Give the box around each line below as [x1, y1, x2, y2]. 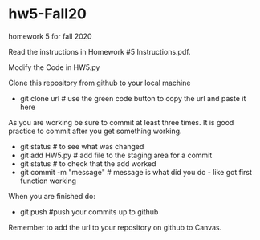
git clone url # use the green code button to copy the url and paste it [19, 93, 246, 103]
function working [19, 176, 77, 185]
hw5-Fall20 [8, 5, 87, 23]
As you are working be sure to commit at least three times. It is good [8, 117, 234, 127]
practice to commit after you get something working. [8, 126, 182, 136]
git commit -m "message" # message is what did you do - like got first [19, 167, 253, 177]
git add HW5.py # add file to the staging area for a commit [19, 150, 213, 160]
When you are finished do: [8, 191, 96, 201]
